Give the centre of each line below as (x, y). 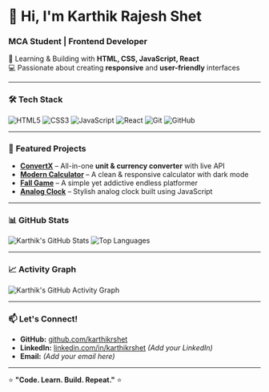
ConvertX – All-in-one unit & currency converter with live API (122, 166)
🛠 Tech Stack (36, 99)
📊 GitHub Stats (39, 220)
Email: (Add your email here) (67, 356)
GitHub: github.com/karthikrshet (74, 339)
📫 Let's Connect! (43, 318)
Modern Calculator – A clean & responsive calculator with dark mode (134, 175)
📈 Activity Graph (42, 269)
